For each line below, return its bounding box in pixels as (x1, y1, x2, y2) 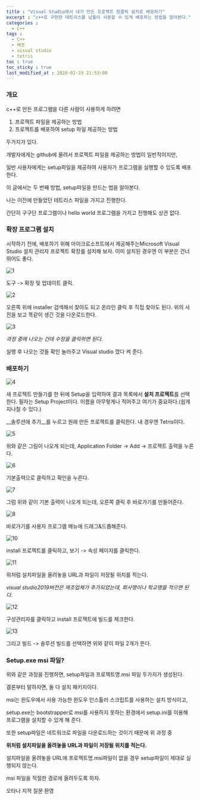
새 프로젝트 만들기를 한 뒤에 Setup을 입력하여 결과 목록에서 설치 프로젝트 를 (6, 390, 179, 398)
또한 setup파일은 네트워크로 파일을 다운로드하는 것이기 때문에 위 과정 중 (6, 729, 173, 736)
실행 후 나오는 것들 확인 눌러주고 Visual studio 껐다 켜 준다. (6, 347, 144, 355)
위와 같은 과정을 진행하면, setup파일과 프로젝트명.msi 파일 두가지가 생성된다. (6, 671, 185, 678)
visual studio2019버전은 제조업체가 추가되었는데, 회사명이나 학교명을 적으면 (6, 584, 183, 591)
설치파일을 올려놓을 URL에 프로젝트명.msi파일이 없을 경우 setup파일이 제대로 (6, 755, 185, 762)
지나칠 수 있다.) (6, 405, 42, 413)
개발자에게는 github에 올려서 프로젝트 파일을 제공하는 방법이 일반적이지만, (6, 150, 177, 158)
